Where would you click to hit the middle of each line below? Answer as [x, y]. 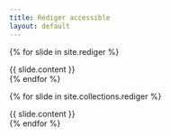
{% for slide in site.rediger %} [64, 51]
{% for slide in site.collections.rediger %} [85, 96]
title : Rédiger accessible [60, 18]
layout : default [40, 26]
